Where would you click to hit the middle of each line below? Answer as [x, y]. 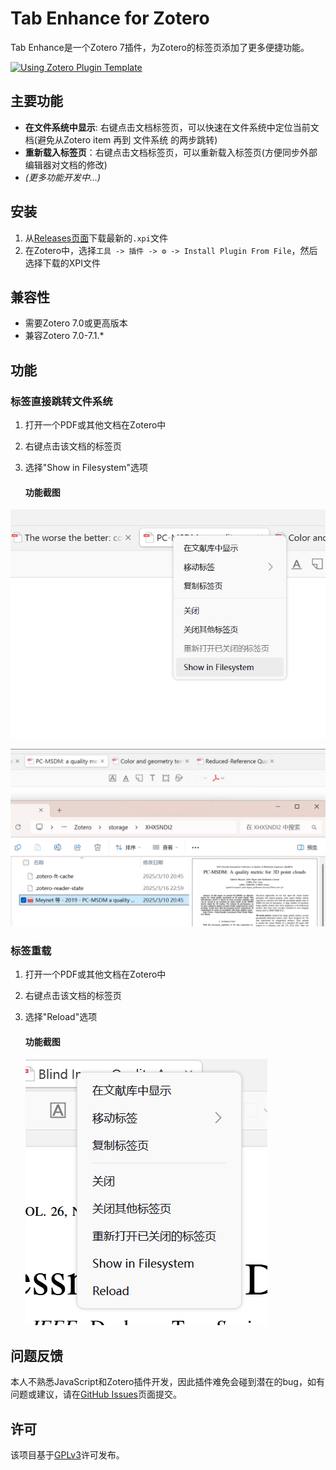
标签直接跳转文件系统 [61, 401]
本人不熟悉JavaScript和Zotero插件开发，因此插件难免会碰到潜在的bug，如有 [167, 1382]
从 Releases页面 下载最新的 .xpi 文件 [96, 238]
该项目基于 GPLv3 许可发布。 [67, 1454]
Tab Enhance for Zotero [110, 18]
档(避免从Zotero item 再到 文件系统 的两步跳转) [121, 139]
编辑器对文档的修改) [66, 164]
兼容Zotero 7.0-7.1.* [64, 336]
